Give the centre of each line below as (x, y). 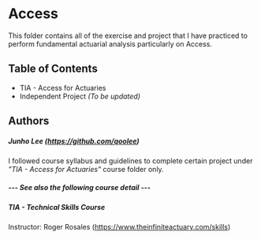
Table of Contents (53, 69)
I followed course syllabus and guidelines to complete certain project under (130, 161)
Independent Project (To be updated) (80, 96)
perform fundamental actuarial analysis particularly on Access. (110, 43)
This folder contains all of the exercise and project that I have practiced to (128, 35)
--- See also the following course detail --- (80, 187)
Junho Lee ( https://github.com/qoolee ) (74, 141)
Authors (29, 121)
